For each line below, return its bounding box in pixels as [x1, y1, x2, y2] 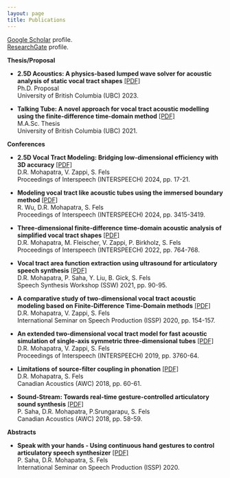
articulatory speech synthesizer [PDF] [16, 448, 129, 457]
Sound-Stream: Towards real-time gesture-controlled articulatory [16, 393, 209, 401]
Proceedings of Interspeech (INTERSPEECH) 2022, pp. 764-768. [16, 246, 200, 254]
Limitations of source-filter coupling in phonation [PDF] [16, 365, 179, 373]
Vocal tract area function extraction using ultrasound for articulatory [16, 259, 218, 267]
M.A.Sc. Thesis [16, 119, 60, 127]
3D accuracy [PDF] [16, 160, 73, 169]
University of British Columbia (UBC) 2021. [16, 127, 138, 135]
